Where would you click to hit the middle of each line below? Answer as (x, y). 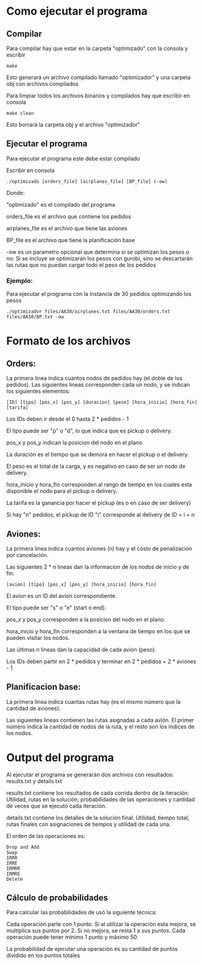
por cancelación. (27, 555)
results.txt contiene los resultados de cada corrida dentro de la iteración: (98, 793)
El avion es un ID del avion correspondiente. (62, 595)
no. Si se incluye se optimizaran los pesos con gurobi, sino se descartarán (100, 258)
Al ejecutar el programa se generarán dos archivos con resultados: (90, 774)
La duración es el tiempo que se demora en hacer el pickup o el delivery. (98, 454)
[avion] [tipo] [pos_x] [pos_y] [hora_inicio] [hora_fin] (81, 584)
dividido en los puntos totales (43, 955)
